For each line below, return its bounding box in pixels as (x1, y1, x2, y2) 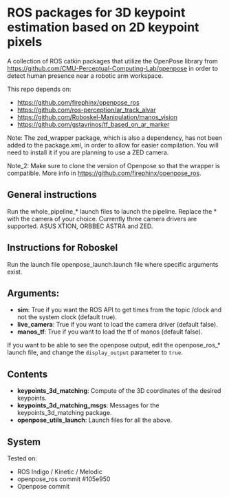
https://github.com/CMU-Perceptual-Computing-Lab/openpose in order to (7, 64, 219, 72)
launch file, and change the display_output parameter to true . (7, 348, 184, 356)
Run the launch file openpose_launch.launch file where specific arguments (7, 260, 219, 268)
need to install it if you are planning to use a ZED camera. (7, 148, 169, 156)
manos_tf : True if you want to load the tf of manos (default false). (17, 327, 203, 336)
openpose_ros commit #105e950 (17, 475, 111, 483)
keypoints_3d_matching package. (17, 409, 112, 417)
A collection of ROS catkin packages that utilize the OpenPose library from (7, 57, 218, 65)
